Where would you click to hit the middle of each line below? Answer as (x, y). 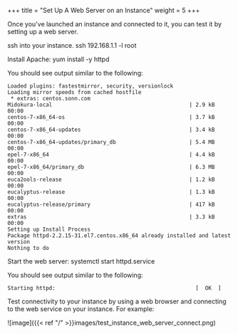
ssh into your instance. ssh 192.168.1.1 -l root (72, 45)
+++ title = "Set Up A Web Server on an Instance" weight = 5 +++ (104, 10)
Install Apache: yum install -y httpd (58, 59)
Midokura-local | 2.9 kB (111, 105)
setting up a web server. (43, 32)
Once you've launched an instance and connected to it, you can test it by (115, 24)
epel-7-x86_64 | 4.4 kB (111, 155)
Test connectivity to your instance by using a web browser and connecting (117, 301)
